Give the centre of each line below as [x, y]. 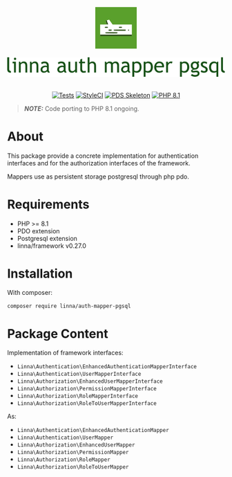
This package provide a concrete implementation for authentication [103, 156]
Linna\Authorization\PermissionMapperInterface [87, 389]
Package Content [58, 333]
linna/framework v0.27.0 [51, 246]
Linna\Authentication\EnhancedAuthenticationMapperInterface [107, 367]
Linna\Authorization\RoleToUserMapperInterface [87, 404]
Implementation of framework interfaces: [65, 353]
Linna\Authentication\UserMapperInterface [79, 374]
